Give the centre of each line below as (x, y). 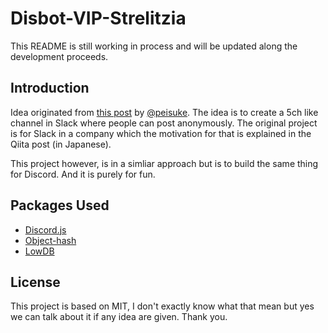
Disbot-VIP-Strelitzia (98, 18)
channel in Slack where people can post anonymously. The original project (164, 123)
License (35, 282)
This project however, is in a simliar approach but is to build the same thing (164, 163)
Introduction (50, 88)
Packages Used (60, 205)
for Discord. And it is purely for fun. (83, 174)
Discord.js (45, 229)
